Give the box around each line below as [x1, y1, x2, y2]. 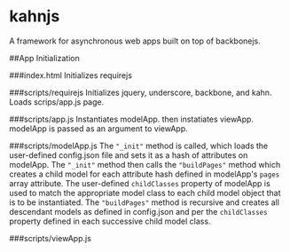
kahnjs [9, 6, 60, 27]
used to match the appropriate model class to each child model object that [9, 187, 281, 198]
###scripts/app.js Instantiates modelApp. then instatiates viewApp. [9, 114, 255, 124]
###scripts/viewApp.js [9, 232, 91, 243]
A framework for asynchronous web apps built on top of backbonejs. [9, 35, 262, 46]
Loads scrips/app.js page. [9, 96, 105, 107]
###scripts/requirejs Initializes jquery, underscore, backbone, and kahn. [9, 87, 272, 98]
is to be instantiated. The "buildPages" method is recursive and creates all [9, 197, 279, 208]
